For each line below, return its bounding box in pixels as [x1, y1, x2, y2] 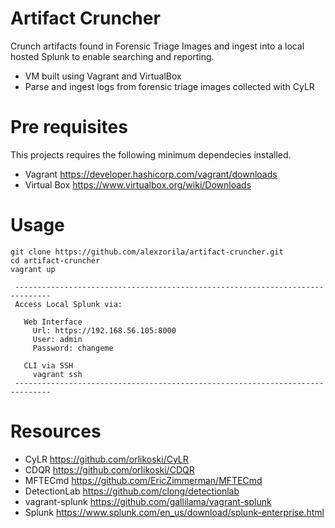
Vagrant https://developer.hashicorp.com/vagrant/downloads [24, 168, 278, 180]
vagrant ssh [32, 369, 83, 379]
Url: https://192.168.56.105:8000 [32, 325, 177, 336]
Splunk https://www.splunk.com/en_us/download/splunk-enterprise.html [24, 506, 325, 518]
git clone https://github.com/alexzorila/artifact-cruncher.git [10, 247, 284, 257]
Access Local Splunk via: [14, 299, 123, 309]
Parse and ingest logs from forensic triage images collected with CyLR [24, 80, 315, 92]
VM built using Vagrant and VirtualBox [24, 70, 182, 82]
